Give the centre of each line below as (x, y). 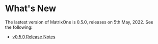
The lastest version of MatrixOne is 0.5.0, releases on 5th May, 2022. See (79, 22)
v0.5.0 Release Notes (34, 37)
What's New (31, 9)
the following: (19, 27)
